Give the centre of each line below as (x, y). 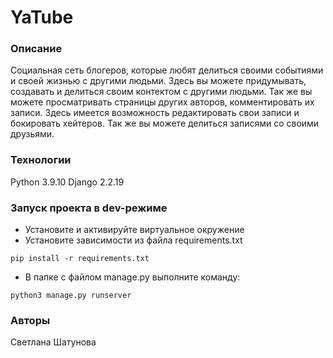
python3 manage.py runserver (71, 296)
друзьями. (32, 134)
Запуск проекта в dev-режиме (89, 208)
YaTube (42, 17)
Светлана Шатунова (53, 342)
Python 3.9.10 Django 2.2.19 (67, 182)
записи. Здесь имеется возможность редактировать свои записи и (155, 113)
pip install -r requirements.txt (80, 259)
